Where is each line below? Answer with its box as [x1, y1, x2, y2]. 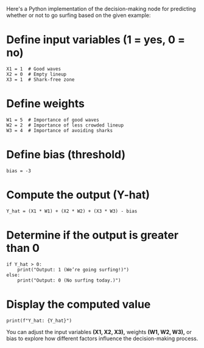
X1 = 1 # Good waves [6, 66, 62, 72]
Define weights [6, 97, 85, 111]
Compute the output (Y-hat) [6, 188, 150, 201]
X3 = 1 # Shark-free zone [6, 76, 75, 83]
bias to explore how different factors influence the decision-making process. [6, 335, 199, 342]
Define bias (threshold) [6, 148, 126, 162]
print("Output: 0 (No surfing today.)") [17, 277, 121, 284]
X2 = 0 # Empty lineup [6, 71, 67, 77]
